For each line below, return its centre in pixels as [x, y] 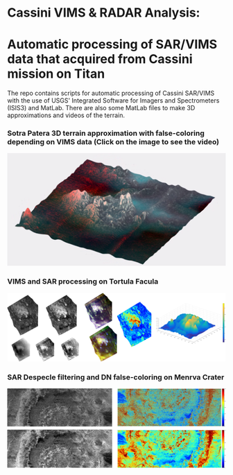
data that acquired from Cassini [100, 59]
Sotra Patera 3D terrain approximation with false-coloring [106, 133]
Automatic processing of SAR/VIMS [112, 45]
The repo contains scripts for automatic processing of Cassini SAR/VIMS [111, 93]
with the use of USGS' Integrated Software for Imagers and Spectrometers [113, 101]
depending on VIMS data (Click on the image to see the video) [113, 142]
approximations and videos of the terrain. [66, 115]
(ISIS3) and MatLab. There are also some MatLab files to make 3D [101, 108]
